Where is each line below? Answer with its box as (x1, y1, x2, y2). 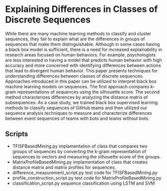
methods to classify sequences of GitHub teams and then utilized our (5, 105, 148, 111)
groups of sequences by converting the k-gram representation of (12, 148, 147, 154)
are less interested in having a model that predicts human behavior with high (5, 57, 162, 63)
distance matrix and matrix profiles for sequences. (12, 164, 116, 170)
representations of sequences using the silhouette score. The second (16, 89, 160, 95)
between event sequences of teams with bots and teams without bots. (5, 115, 150, 121)
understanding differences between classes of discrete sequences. (5, 73, 144, 79)
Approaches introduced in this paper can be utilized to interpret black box (5, 78, 157, 84)
